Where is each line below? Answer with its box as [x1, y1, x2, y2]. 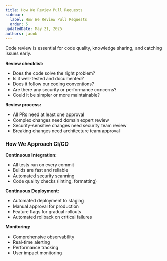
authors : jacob [5, 31, 38, 36]
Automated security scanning [12, 172, 75, 179]
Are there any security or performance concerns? [12, 86, 117, 92]
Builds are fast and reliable [12, 167, 69, 173]
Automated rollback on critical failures [12, 214, 92, 220]
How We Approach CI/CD [5, 140, 69, 148]
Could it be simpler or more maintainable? [12, 92, 101, 98]
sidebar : [5, 12, 24, 17]
